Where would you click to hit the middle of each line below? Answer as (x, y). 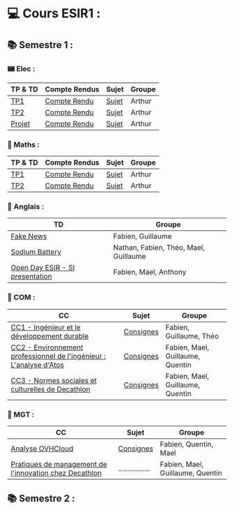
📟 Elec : (21, 68)
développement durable (50, 336)
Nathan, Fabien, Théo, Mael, (159, 248)
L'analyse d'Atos (37, 365)
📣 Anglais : (26, 207)
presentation (31, 276)
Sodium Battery (36, 252)
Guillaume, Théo (192, 336)
